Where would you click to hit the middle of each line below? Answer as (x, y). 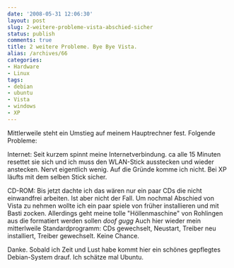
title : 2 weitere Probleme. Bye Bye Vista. (72, 47)
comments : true (30, 40)
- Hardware (23, 67)
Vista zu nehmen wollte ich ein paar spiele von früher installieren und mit (113, 206)
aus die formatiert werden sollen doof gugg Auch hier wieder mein (104, 220)
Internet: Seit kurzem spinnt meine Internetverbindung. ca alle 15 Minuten (114, 154)
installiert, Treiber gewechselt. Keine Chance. (74, 235)
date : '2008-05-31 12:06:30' (50, 14)
